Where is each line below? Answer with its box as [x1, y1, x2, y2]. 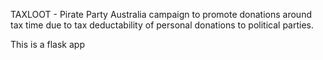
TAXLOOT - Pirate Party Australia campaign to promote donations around [10, 9, 312, 20]
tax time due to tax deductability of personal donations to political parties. [10, 19, 314, 31]
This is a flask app [10, 39, 85, 50]
